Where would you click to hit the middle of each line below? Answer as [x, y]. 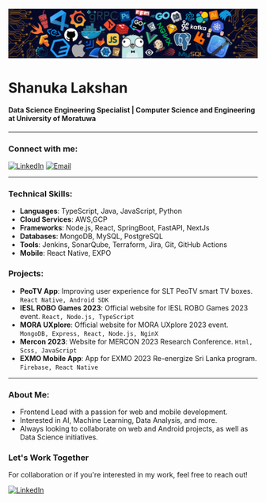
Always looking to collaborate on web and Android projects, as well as [134, 428]
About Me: [29, 394]
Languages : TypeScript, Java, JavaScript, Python [101, 211]
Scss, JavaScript [48, 350]
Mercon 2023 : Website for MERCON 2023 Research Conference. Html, [136, 341]
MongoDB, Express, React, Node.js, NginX [89, 333]
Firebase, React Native [59, 367]
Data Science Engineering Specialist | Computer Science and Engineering [132, 110]
